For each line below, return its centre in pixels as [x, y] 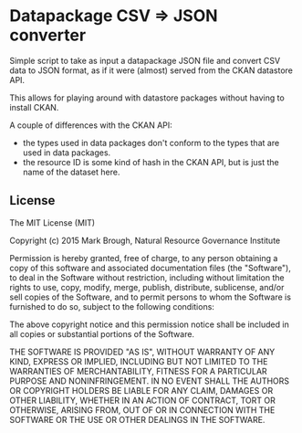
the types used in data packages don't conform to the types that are [151, 143]
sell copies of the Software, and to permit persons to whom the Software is [151, 297]
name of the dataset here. [71, 172]
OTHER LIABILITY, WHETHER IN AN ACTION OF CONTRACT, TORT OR [142, 400]
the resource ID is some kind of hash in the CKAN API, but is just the [151, 162]
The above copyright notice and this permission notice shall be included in [149, 324]
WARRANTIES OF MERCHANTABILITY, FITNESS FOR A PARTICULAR [138, 371]
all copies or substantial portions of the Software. [102, 333]
